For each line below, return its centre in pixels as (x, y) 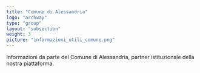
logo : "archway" (27, 17)
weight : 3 (19, 34)
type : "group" (24, 23)
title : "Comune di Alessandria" (47, 12)
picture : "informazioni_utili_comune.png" (61, 40)
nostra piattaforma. (30, 63)
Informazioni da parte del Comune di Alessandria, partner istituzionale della (101, 57)
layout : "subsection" (34, 29)
